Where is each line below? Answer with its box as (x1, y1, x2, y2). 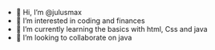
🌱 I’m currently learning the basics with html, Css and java (15, 25, 208, 33)
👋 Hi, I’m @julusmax (15, 8, 83, 17)
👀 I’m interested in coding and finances (15, 16, 146, 25)
